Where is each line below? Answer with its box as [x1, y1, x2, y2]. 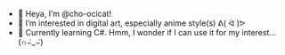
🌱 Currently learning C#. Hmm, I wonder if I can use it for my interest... [17, 27, 277, 37]
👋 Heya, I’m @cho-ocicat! [17, 9, 112, 19]
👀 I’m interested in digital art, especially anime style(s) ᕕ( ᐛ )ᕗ [17, 18, 246, 28]
